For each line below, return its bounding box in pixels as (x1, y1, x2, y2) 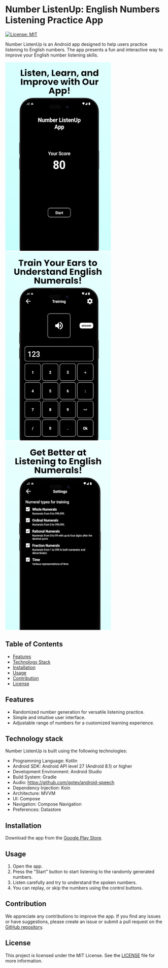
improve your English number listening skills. (5, 52, 98, 58)
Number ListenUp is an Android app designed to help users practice (5, 41, 148, 47)
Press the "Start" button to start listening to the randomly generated (12, 869, 155, 875)
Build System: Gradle (12, 774, 57, 780)
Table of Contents (5, 640, 63, 648)
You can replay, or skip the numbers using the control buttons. (12, 885, 143, 891)
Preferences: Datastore (12, 806, 61, 813)
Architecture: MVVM (12, 790, 56, 796)
